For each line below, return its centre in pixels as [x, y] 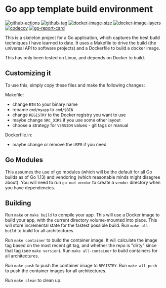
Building [18, 203]
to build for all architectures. [46, 231]
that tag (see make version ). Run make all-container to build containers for [82, 251]
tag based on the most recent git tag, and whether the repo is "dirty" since [81, 246]
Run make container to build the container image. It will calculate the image [81, 240]
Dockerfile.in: [19, 135]
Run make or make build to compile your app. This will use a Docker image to [82, 215]
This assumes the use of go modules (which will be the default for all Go [79, 172]
